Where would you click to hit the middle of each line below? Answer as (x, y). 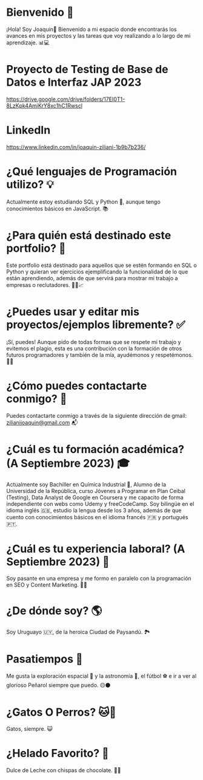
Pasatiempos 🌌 (45, 659)
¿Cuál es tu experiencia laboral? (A (96, 549)
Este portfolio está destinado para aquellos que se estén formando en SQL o (101, 265)
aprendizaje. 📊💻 (28, 43)
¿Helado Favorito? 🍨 (58, 754)
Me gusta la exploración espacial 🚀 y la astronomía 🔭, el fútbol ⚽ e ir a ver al (101, 676)
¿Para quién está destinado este (89, 235)
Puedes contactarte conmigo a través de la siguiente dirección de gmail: (97, 415)
